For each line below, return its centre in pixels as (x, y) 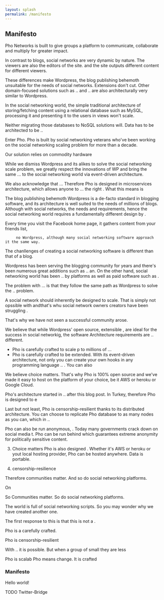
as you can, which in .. (28, 420)
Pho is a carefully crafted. (31, 531)
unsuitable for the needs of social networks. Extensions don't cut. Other (77, 86)
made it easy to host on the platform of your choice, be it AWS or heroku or (81, 380)
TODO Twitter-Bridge (26, 592)
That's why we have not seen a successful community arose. (67, 320)
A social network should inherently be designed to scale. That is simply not (81, 300)
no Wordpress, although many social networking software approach (85, 238)
